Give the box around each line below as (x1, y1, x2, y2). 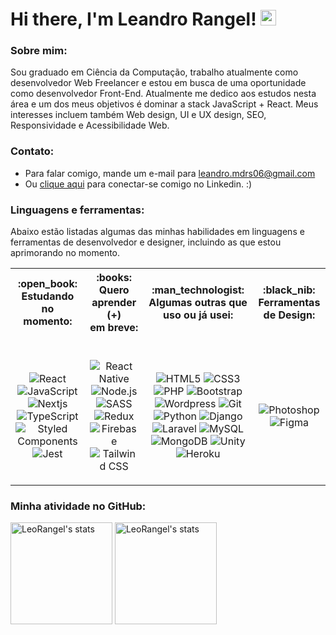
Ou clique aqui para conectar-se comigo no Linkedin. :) (24, 178, 253, 190)
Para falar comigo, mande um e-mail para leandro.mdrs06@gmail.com (24, 167, 316, 179)
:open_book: (17, 277, 78, 291)
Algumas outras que (148, 296, 248, 310)
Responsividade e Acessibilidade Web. (10, 119, 170, 132)
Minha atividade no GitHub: (10, 499, 147, 513)
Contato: (10, 144, 55, 158)
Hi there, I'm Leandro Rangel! (10, 8, 257, 31)
